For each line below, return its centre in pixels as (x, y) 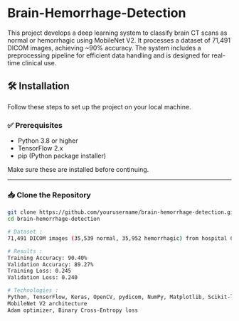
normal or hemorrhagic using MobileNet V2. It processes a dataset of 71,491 (119, 40)
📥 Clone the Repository (49, 195)
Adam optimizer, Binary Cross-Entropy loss (73, 310)
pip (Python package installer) (62, 156)
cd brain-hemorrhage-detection (54, 219)
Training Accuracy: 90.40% (47, 258)
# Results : (25, 251)
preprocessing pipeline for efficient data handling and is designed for (109, 55)
